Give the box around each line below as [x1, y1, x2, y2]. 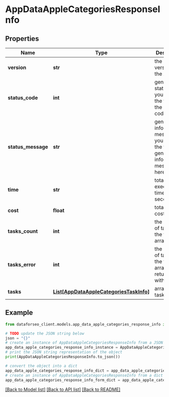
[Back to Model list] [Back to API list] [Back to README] [5, 386, 121, 392]
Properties [5, 34, 39, 43]
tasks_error [8, 261, 36, 268]
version [8, 64, 27, 71]
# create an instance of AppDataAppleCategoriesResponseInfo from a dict [5, 373, 163, 378]
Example [5, 308, 33, 317]
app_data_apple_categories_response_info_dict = [5, 368, 109, 373]
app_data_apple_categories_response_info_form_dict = [5, 377, 121, 382]
